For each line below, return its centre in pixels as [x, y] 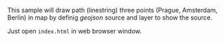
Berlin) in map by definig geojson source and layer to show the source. [110, 17]
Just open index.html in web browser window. [75, 31]
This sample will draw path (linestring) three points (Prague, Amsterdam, [113, 10]
